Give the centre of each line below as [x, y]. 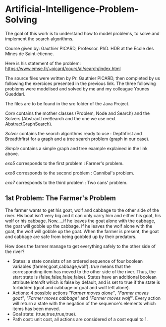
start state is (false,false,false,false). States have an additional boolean [84, 277]
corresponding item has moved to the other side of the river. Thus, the [84, 271]
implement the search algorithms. [39, 39]
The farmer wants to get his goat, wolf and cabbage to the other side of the [82, 210]
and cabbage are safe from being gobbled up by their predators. [71, 237]
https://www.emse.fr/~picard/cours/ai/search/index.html [63, 69]
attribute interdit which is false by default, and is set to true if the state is [86, 282]
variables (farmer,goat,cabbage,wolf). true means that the [72, 266]
